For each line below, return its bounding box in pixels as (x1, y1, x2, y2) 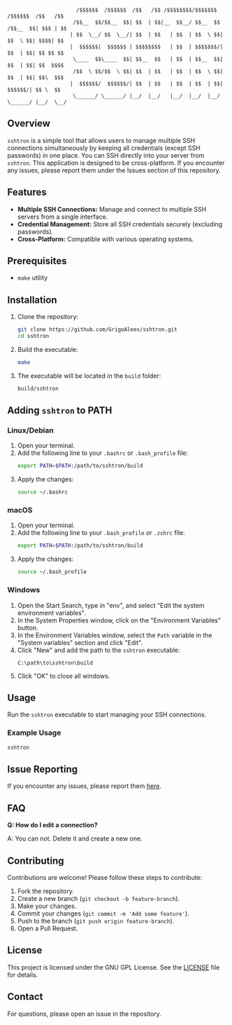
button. (17, 623, 38, 632)
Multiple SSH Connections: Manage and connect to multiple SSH (17, 205, 207, 213)
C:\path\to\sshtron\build (17, 659, 93, 666)
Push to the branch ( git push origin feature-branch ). (17, 916, 175, 925)
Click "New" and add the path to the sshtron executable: (17, 646, 180, 654)
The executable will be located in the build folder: (17, 372, 161, 380)
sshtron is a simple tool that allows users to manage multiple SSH (7, 136, 196, 144)
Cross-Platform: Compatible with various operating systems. (17, 235, 194, 243)
